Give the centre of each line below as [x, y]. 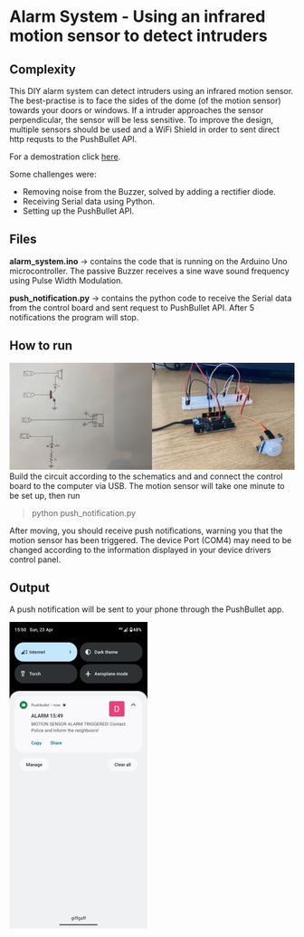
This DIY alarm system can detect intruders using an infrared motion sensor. [152, 91]
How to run [41, 346]
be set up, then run [45, 495]
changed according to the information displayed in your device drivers [140, 550]
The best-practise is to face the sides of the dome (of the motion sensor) [146, 100]
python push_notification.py [84, 512]
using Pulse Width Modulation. [66, 280]
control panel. [35, 559]
